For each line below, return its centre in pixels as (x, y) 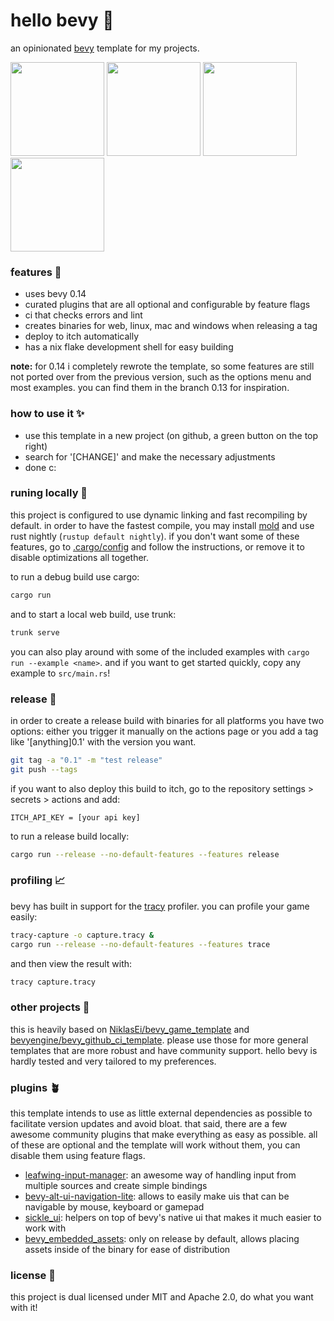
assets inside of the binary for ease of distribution (127, 1250)
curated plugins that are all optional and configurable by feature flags (167, 305)
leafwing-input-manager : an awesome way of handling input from (160, 1175)
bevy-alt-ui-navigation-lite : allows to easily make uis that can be (157, 1196)
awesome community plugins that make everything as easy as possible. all (164, 1135)
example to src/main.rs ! (60, 673)
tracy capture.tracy (53, 982)
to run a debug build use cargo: (75, 576)
